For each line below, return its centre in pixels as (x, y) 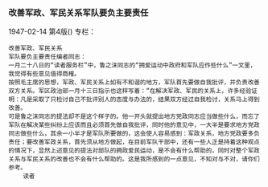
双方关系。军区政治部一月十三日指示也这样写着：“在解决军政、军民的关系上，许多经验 (130, 91)
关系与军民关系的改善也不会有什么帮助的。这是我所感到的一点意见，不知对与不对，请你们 (134, 159)
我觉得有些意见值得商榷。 (44, 74)
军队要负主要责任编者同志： (47, 57)
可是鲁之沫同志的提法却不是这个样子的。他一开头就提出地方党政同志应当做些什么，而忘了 (134, 117)
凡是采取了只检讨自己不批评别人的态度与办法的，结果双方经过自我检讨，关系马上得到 (140, 100)
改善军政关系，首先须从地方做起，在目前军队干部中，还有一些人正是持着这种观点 (146, 142)
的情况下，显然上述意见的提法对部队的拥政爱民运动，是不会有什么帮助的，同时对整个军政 (134, 151)
